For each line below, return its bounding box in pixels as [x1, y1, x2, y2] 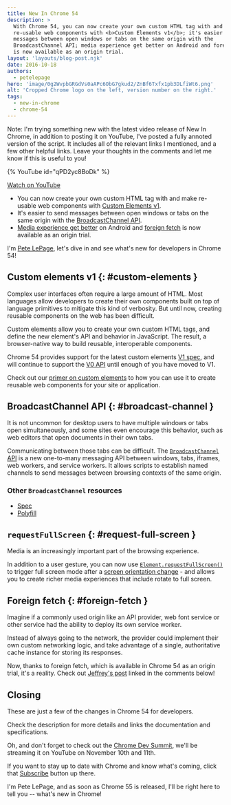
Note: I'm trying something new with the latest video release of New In [7, 125, 206, 133]
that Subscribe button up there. [7, 769, 96, 777]
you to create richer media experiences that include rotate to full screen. [7, 575, 212, 583]
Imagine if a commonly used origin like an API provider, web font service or [7, 613, 220, 621]
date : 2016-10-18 [7, 61, 57, 68]
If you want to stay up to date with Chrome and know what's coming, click [7, 762, 217, 771]
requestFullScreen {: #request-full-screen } [7, 529, 197, 541]
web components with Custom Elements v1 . [37, 201, 162, 210]
